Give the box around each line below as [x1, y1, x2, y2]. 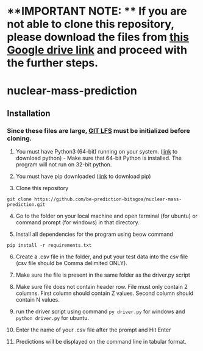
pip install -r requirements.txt [7, 243, 92, 249]
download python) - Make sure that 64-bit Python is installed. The [15, 154, 182, 162]
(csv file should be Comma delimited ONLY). [15, 260, 127, 267]
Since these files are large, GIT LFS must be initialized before [7, 126, 191, 135]
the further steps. [7, 56, 99, 70]
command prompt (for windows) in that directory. [15, 219, 140, 226]
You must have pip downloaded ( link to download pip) [15, 172, 151, 180]
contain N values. [15, 296, 60, 303]
